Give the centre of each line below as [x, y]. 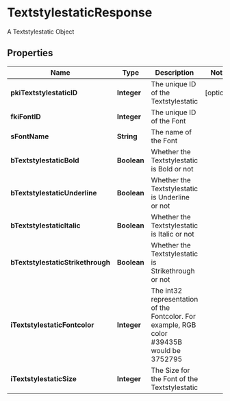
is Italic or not [173, 234]
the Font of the [175, 378]
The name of [171, 132]
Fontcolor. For [174, 316]
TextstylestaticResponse [80, 13]
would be [166, 350]
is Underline [170, 197]
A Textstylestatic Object [41, 32]
